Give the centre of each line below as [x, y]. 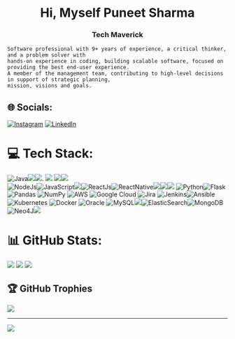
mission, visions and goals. [50, 86]
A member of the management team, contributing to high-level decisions [115, 74]
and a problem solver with [47, 55]
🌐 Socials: [30, 107]
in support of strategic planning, [59, 80]
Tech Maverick [117, 35]
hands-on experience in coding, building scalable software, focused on [115, 62]
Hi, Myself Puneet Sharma [117, 13]
